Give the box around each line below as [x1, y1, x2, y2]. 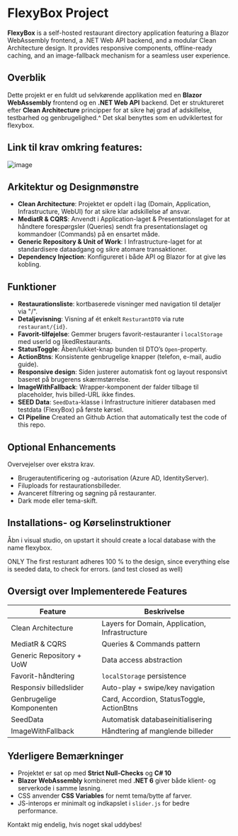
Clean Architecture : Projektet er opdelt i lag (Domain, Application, [17, 200, 211, 208]
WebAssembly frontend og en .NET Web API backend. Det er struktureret [7, 98, 225, 107]
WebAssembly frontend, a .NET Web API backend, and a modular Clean [7, 36, 217, 44]
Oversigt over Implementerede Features [7, 585, 188, 598]
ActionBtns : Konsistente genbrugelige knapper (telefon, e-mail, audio [17, 353, 222, 361]
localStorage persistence [101, 670, 186, 680]
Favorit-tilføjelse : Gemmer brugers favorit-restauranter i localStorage [17, 330, 223, 338]
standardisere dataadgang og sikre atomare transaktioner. [17, 245, 188, 254]
